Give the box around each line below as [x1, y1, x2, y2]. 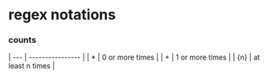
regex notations [8, 6, 117, 24]
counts [8, 35, 37, 46]
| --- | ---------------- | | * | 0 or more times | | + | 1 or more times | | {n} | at [8, 52, 261, 62]
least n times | [8, 61, 55, 71]
